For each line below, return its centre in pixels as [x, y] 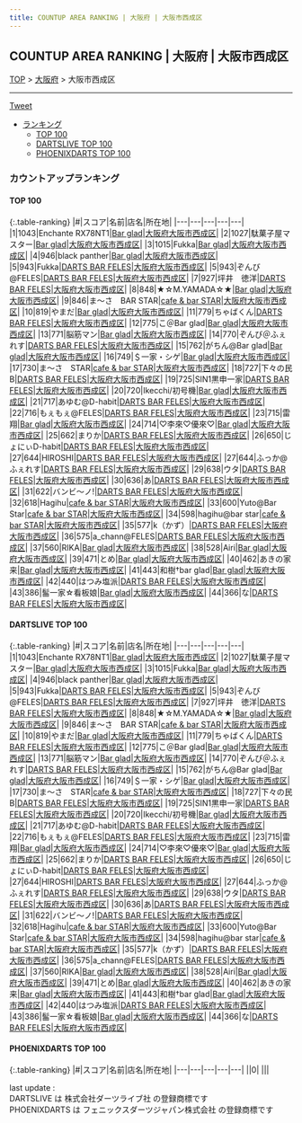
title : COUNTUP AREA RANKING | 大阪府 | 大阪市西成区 [106, 18]
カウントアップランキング [64, 179]
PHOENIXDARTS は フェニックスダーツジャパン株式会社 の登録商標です [142, 1110]
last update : [32, 1087]
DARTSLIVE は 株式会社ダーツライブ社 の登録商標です [109, 1098]
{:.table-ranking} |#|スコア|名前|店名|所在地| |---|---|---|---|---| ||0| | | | [139, 1069]
